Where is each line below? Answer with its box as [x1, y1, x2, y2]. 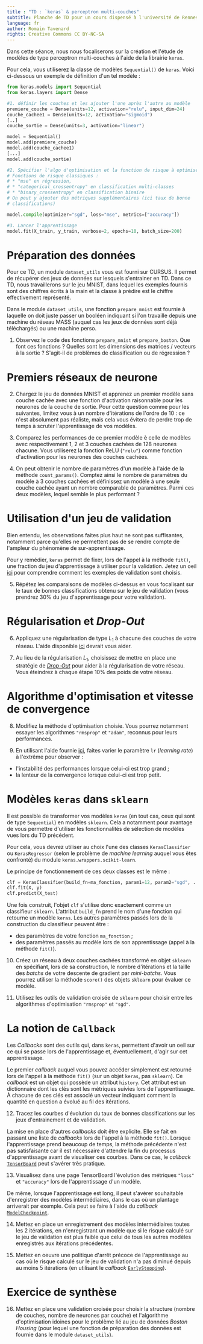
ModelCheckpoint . [7, 1209, 49, 1216]
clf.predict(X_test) [7, 891, 59, 897]
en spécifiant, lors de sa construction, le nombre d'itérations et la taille [15, 963, 190, 971]
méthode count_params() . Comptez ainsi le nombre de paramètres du [15, 472, 188, 479]
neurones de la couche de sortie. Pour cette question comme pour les [15, 403, 190, 411]
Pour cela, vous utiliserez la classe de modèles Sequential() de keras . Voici [7, 66, 195, 73]
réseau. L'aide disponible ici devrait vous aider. [15, 642, 132, 649]
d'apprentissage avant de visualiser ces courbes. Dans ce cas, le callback [7, 1153, 192, 1161]
